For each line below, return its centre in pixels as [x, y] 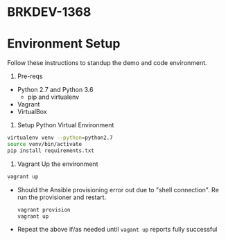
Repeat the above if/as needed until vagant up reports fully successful [117, 230]
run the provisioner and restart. [62, 197]
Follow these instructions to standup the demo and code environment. [107, 63]
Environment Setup [64, 44]
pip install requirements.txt [51, 150]
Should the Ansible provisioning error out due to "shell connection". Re [118, 190]
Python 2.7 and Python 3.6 [55, 90]
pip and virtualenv [53, 97]
